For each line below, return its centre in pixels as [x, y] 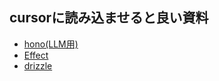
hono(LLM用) [51, 44]
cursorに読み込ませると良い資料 [109, 18]
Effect [36, 55]
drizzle [38, 65]
